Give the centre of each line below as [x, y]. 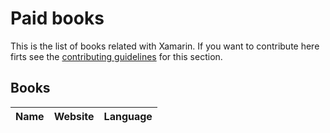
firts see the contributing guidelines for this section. [116, 56]
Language [128, 116]
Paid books [57, 18]
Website [74, 116]
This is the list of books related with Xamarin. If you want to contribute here [165, 46]
